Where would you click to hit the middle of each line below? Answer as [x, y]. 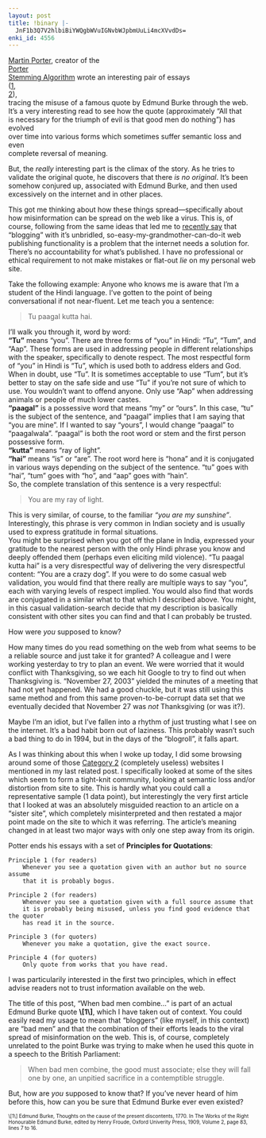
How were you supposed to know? [65, 632]
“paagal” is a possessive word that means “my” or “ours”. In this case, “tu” [131, 408]
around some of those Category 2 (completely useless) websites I [116, 763]
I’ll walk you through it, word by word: [69, 332]
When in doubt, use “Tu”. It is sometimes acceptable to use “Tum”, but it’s [128, 374]
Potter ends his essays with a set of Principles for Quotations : [110, 846]
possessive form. [37, 442]
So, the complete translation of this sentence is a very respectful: [115, 484]
